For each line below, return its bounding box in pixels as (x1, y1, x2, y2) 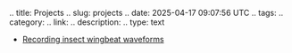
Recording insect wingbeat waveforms (21, 34, 164, 44)
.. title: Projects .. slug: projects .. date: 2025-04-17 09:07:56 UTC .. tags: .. (9, 8, 284, 18)
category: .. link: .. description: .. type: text (9, 17, 165, 27)
